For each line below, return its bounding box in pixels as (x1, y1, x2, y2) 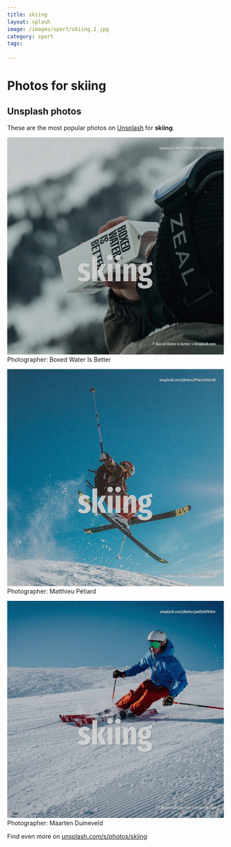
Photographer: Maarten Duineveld (7, 819, 103, 827)
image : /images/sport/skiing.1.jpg (7, 25, 109, 32)
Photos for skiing (7, 78, 107, 94)
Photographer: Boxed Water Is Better (7, 356, 111, 363)
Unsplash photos (7, 105, 82, 117)
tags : (7, 40, 23, 48)
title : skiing (7, 11, 48, 18)
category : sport (7, 33, 54, 40)
